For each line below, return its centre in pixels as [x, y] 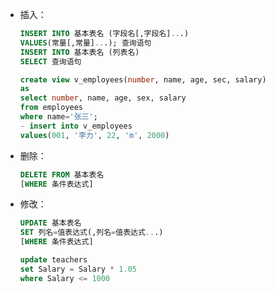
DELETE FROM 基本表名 [62, 174]
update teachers [53, 260]
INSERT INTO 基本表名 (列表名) [79, 52]
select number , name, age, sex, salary [103, 98]
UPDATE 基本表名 [50, 223]
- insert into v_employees [76, 126]
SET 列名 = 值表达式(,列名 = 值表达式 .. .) [91, 233]
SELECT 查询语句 [50, 61]
